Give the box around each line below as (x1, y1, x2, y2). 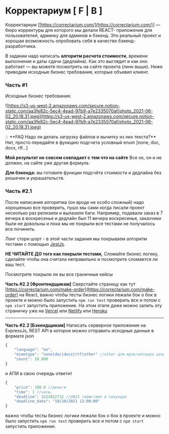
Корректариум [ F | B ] (5, 5, 103, 17)
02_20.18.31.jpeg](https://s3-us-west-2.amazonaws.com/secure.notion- (5, 113, 154, 119)
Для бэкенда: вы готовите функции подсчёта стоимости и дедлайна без (5, 170, 162, 176)
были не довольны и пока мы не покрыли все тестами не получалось (5, 221, 155, 227)
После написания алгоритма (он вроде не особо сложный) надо (5, 199, 144, 205)
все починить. (5, 226, 36, 232)
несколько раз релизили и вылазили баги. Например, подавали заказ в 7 (5, 209, 163, 216)
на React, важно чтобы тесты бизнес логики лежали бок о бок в (19, 292, 157, 298)
